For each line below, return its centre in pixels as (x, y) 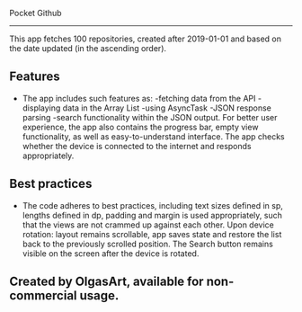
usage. (99, 296)
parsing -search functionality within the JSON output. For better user (150, 117)
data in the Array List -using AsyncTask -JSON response (167, 108)
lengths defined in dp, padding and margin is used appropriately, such (152, 215)
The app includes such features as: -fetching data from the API (139, 98)
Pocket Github (36, 13)
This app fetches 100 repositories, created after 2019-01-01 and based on (145, 39)
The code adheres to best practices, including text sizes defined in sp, (152, 205)
